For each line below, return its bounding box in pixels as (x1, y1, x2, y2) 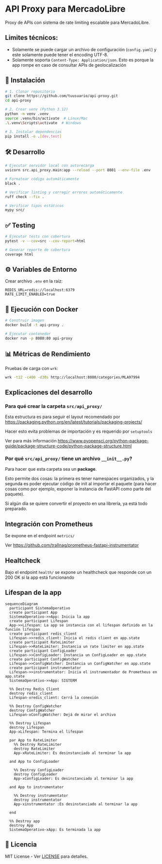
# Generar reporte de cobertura (5, 247, 70, 252)
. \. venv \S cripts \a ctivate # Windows (5, 120, 81, 125)
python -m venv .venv (5, 111, 49, 116)
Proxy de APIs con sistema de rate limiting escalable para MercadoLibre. (5, 19, 150, 25)
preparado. (5, 506, 28, 512)
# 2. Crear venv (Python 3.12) (5, 107, 68, 112)
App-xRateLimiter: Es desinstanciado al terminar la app (14, 751, 131, 755)
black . (5, 181, 21, 186)
